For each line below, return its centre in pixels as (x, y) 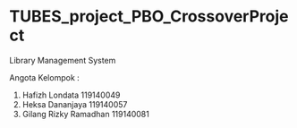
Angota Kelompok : (45, 77)
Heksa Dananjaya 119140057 (75, 104)
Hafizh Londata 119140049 (71, 95)
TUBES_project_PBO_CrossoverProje (149, 17)
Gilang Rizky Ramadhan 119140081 (85, 114)
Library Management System (63, 60)
